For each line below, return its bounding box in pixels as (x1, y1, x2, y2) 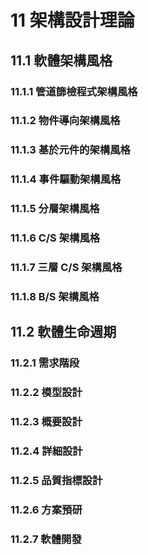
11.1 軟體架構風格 (10, 52, 113, 69)
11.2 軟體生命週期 (10, 324, 117, 341)
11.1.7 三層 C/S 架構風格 (10, 261, 123, 275)
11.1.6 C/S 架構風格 (10, 231, 101, 245)
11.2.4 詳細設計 (10, 444, 83, 458)
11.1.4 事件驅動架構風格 (10, 172, 122, 186)
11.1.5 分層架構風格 (10, 202, 100, 216)
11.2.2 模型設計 (10, 386, 83, 400)
